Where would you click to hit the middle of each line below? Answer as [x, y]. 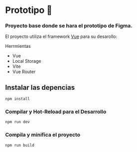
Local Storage [27, 61]
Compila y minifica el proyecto [43, 135]
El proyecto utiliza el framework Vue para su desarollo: [61, 36]
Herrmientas [18, 46]
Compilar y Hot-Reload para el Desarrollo [56, 112]
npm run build [20, 145]
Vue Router [24, 72]
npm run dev [17, 122]
